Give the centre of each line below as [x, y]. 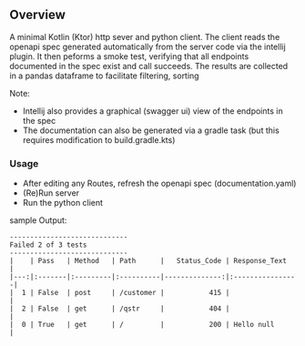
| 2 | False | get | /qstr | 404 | [120, 309]
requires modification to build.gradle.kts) [99, 139]
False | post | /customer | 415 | [134, 293]
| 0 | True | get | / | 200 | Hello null [142, 325]
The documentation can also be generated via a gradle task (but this [151, 130]
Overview [38, 15]
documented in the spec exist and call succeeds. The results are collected [149, 66]
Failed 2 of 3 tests [49, 245]
